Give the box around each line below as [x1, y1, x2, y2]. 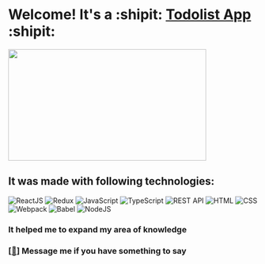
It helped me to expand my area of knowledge [8, 224, 187, 235]
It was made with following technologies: [8, 174, 215, 188]
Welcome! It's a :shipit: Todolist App [8, 6, 252, 24]
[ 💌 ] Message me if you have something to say [8, 245, 187, 256]
